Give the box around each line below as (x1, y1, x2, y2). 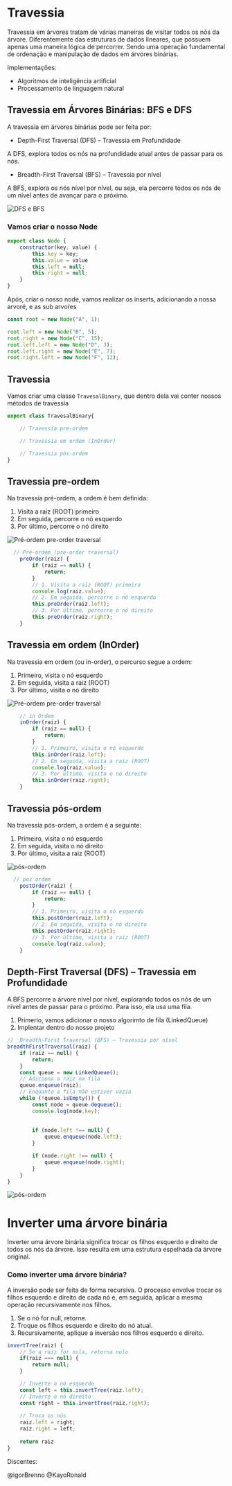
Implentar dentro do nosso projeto (17, 1024, 115, 1032)
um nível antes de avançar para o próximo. (7, 191, 130, 199)
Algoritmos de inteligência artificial (17, 76, 116, 85)
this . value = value (32, 256, 89, 264)
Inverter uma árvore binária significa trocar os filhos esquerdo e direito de (7, 1238, 218, 1246)
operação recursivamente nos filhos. (7, 1300, 112, 1309)
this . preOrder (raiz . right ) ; (32, 613, 113, 621)
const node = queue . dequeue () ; (32, 1101, 123, 1108)
